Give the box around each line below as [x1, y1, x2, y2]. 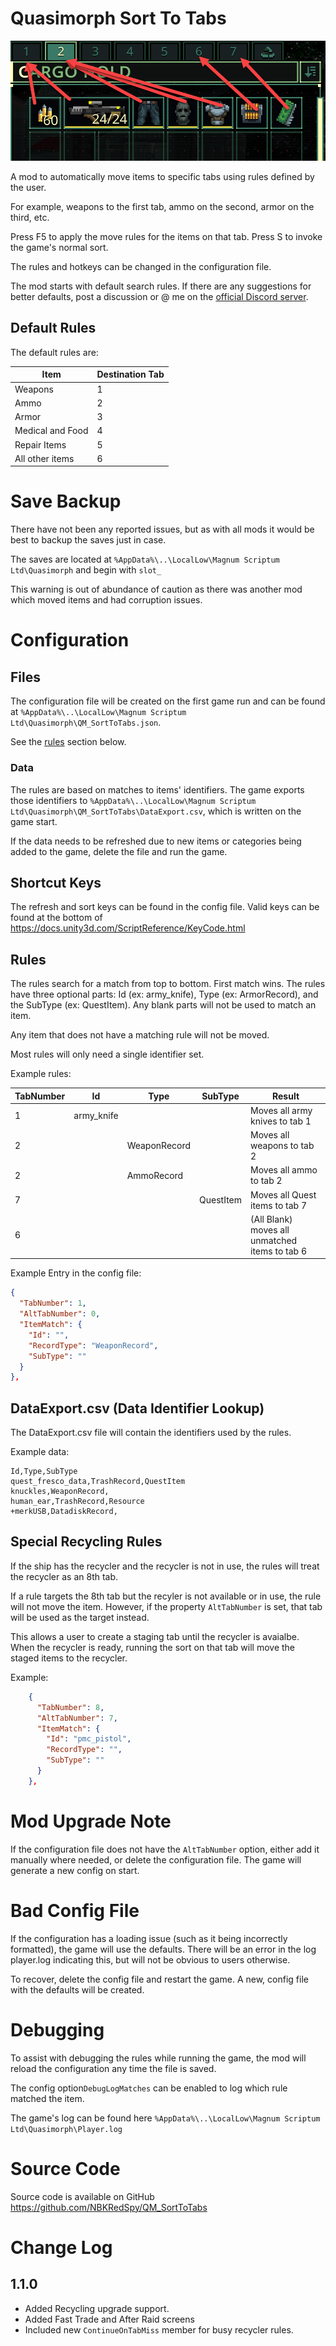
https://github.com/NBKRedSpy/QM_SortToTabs [10, 2201, 208, 2213]
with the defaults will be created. [10, 1983, 145, 1996]
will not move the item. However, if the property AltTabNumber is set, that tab [10, 1600, 323, 1612]
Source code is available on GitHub [10, 2190, 155, 2202]
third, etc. [10, 211, 50, 223]
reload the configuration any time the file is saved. [10, 2062, 217, 2074]
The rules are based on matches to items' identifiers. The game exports [10, 783, 305, 796]
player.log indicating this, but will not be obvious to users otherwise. [10, 1953, 291, 1966]
